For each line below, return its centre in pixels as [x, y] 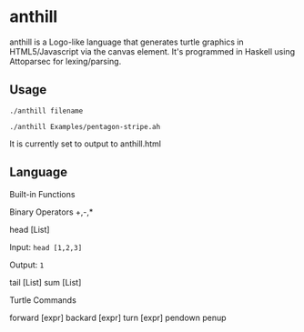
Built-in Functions [42, 194]
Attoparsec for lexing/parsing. [66, 61]
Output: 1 [27, 265]
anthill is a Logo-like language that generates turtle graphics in [127, 42]
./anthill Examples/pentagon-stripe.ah [85, 126]
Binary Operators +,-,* [51, 212]
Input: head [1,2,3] [46, 246]
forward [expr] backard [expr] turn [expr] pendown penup [118, 317]
